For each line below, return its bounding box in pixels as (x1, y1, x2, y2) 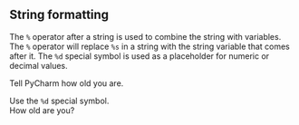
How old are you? (9, 104, 75, 116)
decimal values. (9, 60, 68, 71)
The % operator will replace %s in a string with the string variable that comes (9, 41, 290, 52)
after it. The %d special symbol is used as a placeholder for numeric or (9, 50, 270, 62)
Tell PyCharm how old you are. (9, 77, 124, 89)
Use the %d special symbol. (9, 95, 110, 106)
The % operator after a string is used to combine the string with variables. (9, 31, 282, 42)
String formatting (9, 7, 110, 23)
